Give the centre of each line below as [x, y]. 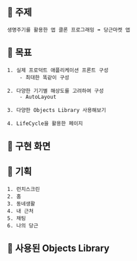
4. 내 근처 [21, 211]
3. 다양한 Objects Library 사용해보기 [57, 110]
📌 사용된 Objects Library [58, 248]
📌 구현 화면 [29, 146]
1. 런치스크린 [24, 189]
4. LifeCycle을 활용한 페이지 [45, 123]
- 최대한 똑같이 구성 [45, 78]
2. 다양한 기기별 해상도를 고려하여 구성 [55, 91]
